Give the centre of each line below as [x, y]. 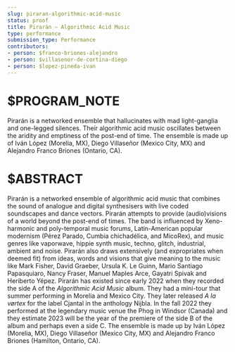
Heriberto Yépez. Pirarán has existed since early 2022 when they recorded [115, 281]
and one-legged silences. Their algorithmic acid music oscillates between [114, 128]
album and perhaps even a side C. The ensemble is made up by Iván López [116, 325]
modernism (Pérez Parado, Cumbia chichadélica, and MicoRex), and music [116, 236]
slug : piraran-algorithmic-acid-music [64, 14]
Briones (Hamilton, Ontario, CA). [54, 340]
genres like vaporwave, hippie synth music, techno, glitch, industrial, [107, 243]
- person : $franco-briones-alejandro [63, 54]
